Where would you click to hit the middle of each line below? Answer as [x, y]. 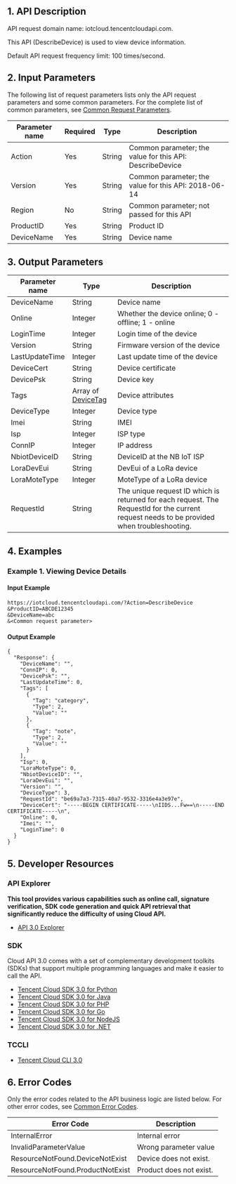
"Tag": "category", [61, 701]
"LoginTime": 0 [42, 830]
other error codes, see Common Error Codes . [73, 1107]
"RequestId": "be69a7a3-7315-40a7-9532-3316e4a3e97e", [102, 799]
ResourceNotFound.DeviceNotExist [69, 1159]
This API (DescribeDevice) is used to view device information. [97, 42]
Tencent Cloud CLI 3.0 [50, 1060]
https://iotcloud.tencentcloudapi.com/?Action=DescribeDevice [100, 603]
